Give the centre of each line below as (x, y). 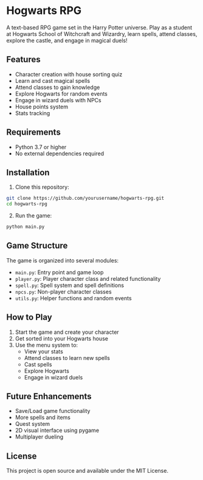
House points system (42, 107)
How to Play (29, 317)
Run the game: (33, 216)
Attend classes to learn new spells (67, 358)
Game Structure (37, 246)
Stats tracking (33, 113)
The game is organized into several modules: (63, 260)
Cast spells (38, 364)
